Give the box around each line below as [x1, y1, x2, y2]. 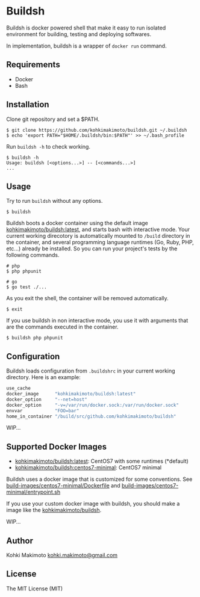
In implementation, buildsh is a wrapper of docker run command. [6, 42, 167, 49]
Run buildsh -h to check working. [6, 143, 90, 150]
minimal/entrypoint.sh [6, 489, 61, 496]
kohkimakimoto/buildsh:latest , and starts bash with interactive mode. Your [6, 226, 190, 233]
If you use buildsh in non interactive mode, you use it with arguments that [6, 317, 189, 324]
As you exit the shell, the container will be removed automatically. [6, 295, 169, 302]
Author [6, 536, 33, 546]
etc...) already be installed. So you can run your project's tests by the [6, 245, 178, 252]
